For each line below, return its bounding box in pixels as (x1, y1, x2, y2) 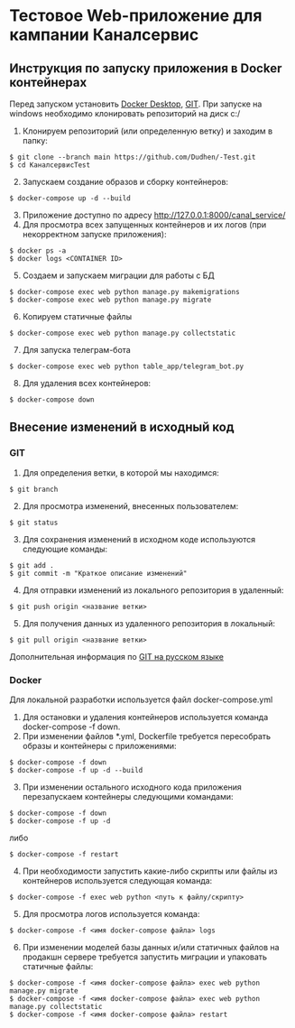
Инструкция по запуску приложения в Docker (9, 60, 282, 76)
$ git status (9, 518, 59, 527)
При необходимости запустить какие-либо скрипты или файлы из (22, 866, 278, 876)
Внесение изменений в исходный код (9, 420, 235, 435)
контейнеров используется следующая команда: (22, 875, 213, 885)
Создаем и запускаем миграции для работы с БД (22, 270, 215, 281)
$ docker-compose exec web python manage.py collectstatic (9, 329, 236, 338)
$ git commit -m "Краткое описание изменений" (9, 569, 188, 578)
